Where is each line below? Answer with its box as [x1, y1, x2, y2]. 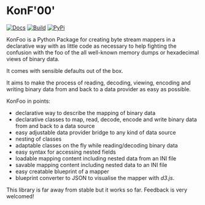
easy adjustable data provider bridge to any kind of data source [15, 129, 176, 136]
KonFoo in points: [6, 97, 51, 105]
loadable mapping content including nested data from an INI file [15, 154, 177, 162]
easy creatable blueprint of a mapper [15, 168, 109, 175]
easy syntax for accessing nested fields [15, 148, 117, 155]
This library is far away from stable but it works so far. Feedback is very [6, 186, 188, 193]
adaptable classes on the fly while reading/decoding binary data [15, 141, 178, 149]
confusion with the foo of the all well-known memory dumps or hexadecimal [6, 48, 199, 56]
